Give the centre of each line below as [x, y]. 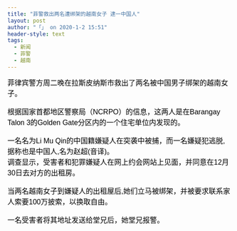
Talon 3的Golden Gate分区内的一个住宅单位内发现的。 [96, 123]
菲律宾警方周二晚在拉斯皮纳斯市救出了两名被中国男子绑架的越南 [115, 83]
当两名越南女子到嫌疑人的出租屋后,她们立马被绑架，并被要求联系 [115, 191]
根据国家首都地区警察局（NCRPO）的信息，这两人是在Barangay [114, 112]
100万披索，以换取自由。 [70, 202]
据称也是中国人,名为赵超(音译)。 [61, 151]
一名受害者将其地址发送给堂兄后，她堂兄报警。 [86, 220]
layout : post [27, 21]
